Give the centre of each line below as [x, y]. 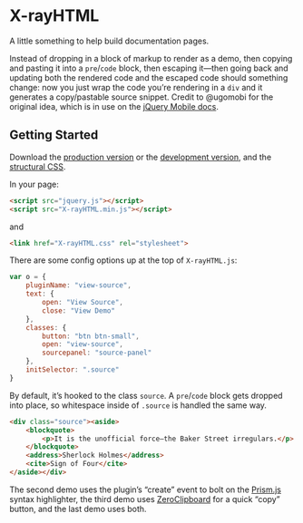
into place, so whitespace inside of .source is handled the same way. [138, 405]
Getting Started [54, 136]
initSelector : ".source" [73, 370]
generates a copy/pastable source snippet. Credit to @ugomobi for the [142, 97]
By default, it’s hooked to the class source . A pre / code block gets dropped [146, 395]
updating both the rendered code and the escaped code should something [149, 77]
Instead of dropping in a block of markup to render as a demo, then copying [151, 58]
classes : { [46, 327]
